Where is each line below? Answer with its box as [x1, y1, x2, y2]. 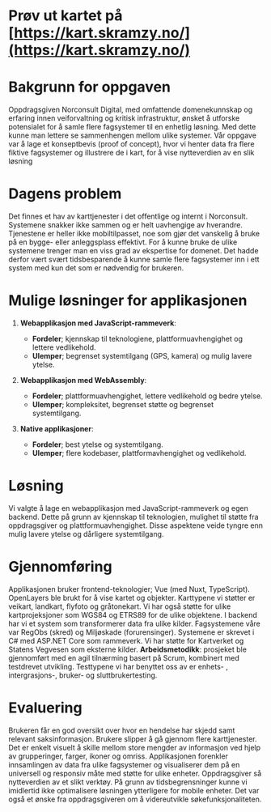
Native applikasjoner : [19, 424, 94, 433]
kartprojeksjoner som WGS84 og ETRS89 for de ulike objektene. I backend [8, 610, 257, 619]
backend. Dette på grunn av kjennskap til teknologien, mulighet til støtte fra [8, 512, 259, 521]
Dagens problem [8, 185, 122, 203]
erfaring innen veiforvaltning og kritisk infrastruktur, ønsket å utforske [8, 113, 240, 123]
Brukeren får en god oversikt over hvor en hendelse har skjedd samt [8, 725, 235, 735]
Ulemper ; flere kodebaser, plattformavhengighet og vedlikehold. [32, 449, 247, 457]
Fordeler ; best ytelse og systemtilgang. [32, 440, 163, 449]
